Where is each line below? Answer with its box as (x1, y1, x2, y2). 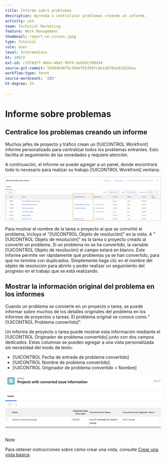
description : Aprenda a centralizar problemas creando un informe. (5, 13, 147, 18)
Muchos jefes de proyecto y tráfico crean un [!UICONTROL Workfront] (5, 141, 148, 147)
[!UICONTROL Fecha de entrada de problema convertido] (12, 354, 129, 360)
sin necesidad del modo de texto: (5, 345, 73, 350)
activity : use (5, 18, 35, 23)
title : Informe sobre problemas (5, 8, 72, 13)
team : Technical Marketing (5, 24, 61, 29)
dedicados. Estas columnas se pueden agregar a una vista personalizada (5, 339, 154, 345)
